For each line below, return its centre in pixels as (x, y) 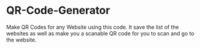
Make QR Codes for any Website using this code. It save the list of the (92, 27)
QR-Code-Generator (58, 10)
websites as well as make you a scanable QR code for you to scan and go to (100, 33)
